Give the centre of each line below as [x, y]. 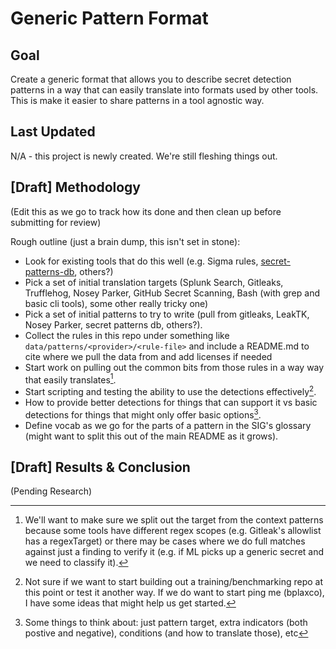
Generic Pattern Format [109, 18]
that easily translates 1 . [70, 379]
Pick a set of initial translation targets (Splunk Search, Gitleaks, [154, 282]
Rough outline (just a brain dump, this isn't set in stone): [125, 241]
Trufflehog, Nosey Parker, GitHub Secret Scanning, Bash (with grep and [172, 293]
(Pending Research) [51, 491]
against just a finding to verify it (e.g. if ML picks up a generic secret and [174, 552]
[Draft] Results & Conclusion [100, 467]
